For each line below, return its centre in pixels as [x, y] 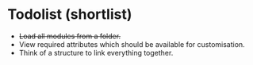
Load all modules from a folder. [69, 36]
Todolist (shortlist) [70, 14]
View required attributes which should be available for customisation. [132, 44]
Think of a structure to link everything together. [96, 52]
